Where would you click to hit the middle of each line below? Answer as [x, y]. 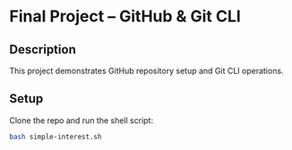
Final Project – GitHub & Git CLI [125, 17]
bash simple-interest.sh [56, 137]
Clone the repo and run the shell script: [82, 120]
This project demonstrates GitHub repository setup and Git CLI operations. [146, 71]
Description [43, 50]
